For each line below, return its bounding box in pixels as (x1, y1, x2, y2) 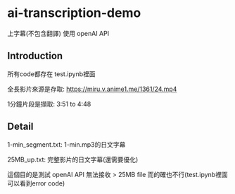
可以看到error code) (7, 178, 65, 188)
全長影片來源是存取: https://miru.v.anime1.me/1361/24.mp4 (7, 85, 177, 93)
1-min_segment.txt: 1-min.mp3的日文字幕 (7, 140, 126, 149)
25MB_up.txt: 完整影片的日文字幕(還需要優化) (7, 155, 139, 164)
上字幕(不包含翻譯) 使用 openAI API (7, 29, 110, 37)
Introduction (7, 50, 63, 62)
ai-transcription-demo (7, 5, 141, 21)
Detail (7, 121, 34, 133)
